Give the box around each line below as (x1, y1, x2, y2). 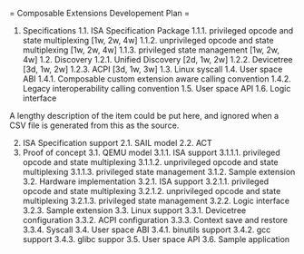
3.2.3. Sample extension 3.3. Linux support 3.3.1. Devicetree (22, 205, 247, 216)
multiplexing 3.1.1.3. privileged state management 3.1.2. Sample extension (22, 167, 296, 177)
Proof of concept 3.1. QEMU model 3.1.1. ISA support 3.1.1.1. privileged (22, 147, 281, 158)
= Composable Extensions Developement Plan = (9, 8, 191, 18)
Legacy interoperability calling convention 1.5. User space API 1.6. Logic (22, 83, 291, 93)
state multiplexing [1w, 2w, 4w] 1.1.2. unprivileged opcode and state (22, 35, 274, 45)
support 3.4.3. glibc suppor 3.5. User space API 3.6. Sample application (22, 234, 290, 244)
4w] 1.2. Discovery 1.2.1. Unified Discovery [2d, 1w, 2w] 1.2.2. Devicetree (22, 54, 293, 64)
